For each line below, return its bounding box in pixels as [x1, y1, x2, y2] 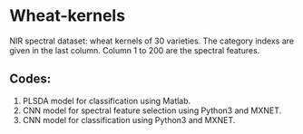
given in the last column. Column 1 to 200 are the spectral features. [9, 44, 260, 55]
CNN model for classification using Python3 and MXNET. [22, 114, 236, 125]
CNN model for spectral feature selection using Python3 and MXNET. [22, 105, 282, 116]
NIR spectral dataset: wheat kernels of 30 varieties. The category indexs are [9, 35, 295, 46]
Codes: [9, 72, 52, 87]
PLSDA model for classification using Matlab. [22, 95, 191, 106]
